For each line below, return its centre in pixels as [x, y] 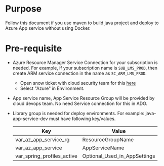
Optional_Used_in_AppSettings [119, 156]
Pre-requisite [34, 49]
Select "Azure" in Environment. [52, 88]
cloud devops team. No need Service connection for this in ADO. [80, 103]
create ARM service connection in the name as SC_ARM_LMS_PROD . [79, 73]
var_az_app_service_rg [42, 139]
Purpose [24, 9]
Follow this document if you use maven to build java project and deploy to [82, 23]
